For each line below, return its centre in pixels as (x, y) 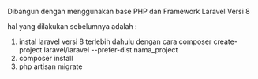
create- (226, 41)
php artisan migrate (50, 66)
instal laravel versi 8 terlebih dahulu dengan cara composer (115, 41)
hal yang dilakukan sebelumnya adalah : (72, 26)
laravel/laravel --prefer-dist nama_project (111, 50)
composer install (46, 58)
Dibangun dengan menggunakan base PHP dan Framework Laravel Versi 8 (129, 11)
